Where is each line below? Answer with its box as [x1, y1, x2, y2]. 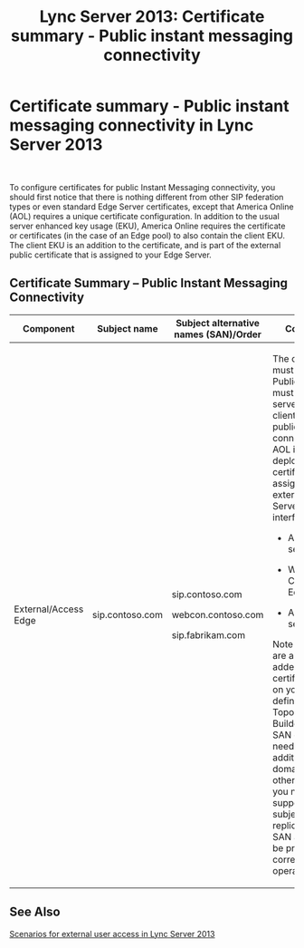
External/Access [14, 603, 84, 615]
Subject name [97, 322, 158, 334]
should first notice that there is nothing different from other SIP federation [9, 191, 284, 202]
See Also [9, 904, 61, 920]
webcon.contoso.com [171, 608, 264, 621]
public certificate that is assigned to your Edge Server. [9, 249, 213, 260]
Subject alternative [176, 316, 261, 329]
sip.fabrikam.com [171, 628, 246, 641]
